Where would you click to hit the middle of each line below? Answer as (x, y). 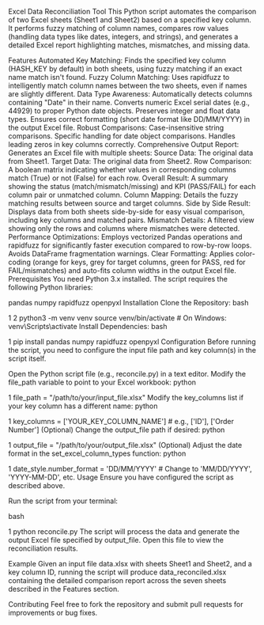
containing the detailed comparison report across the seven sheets (117, 580)
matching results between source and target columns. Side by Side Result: (130, 203)
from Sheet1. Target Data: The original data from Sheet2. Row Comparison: (130, 161)
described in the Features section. (64, 589)
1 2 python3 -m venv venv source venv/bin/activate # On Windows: (117, 318)
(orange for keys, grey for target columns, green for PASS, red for (140, 262)
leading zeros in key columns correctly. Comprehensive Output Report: (124, 144)
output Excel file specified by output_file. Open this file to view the (116, 540)
